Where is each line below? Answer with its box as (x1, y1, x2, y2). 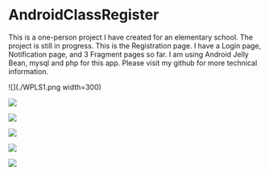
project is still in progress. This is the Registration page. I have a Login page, (8, 40, 262, 50)
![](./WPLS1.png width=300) (8, 82, 102, 92)
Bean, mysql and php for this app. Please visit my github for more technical (8, 58, 258, 68)
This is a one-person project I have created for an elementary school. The (8, 32, 254, 42)
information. (8, 66, 49, 76)
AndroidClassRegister (8, 6, 159, 24)
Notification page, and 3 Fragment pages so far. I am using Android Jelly (8, 49, 250, 59)
